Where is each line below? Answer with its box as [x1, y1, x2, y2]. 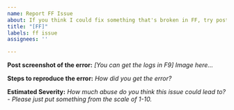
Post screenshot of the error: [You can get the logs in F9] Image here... [7, 61, 214, 69]
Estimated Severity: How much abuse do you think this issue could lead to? [7, 88, 226, 96]
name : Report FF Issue [7, 10, 73, 17]
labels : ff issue [7, 29, 58, 37]
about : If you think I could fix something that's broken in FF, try [7, 17, 214, 24]
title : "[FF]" [7, 23, 49, 30]
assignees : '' [7, 36, 49, 43]
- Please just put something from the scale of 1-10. [7, 95, 152, 104]
